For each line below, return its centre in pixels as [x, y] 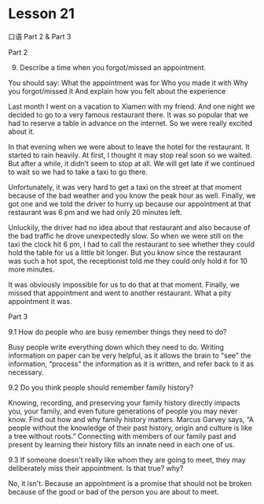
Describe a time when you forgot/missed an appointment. [113, 67]
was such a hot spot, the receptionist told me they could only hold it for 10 [128, 261]
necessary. [26, 372]
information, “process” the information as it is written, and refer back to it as [131, 364]
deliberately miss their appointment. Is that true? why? [96, 468]
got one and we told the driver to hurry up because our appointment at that [130, 204]
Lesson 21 [41, 14]
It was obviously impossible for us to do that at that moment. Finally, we [124, 284]
